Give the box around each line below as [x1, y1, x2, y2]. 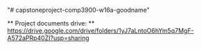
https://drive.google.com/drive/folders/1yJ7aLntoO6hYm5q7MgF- [7, 27, 194, 35]
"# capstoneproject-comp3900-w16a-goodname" [7, 6, 150, 14]
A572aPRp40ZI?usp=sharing [7, 34, 90, 42]
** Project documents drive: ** [7, 19, 95, 27]
